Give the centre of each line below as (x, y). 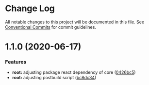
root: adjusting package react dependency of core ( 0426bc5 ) (74, 72)
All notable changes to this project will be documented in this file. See (75, 22)
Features (16, 62)
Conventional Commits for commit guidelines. (50, 27)
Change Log (30, 8)
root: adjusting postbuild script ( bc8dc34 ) (54, 78)
